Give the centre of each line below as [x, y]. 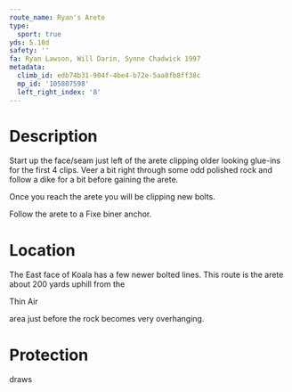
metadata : [28, 68]
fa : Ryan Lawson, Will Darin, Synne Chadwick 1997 [105, 59]
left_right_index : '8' [59, 92]
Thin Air [24, 302]
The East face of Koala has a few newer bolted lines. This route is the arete [146, 275]
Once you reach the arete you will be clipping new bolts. [112, 197]
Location [42, 250]
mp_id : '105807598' [53, 84]
